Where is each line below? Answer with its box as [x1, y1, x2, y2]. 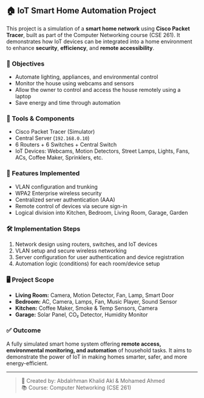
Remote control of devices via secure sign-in [15, 202, 127, 209]
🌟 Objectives [6, 59, 45, 68]
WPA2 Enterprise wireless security [15, 189, 102, 197]
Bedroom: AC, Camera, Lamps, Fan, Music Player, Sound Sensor [15, 298, 177, 305]
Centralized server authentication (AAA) [15, 196, 115, 203]
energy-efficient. [6, 359, 49, 367]
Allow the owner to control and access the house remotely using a [15, 86, 181, 94]
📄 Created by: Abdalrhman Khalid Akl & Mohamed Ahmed [21, 377, 165, 384]
